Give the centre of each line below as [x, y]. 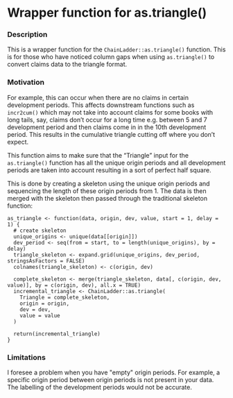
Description [27, 35]
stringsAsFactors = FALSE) [46, 261]
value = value [40, 315]
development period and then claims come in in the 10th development [107, 127]
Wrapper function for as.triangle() [107, 13]
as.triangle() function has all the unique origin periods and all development [116, 163]
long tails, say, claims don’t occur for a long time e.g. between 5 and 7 [107, 119]
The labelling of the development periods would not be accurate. [100, 388]
